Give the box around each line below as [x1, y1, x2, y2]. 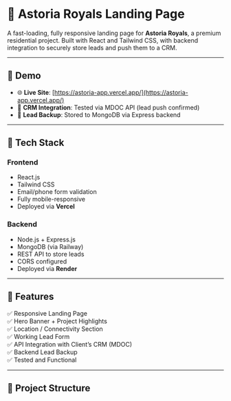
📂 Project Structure [7, 382, 91, 394]
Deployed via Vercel [16, 202, 76, 210]
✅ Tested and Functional [7, 356, 77, 364]
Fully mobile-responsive [16, 195, 86, 204]
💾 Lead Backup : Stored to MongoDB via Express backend [16, 110, 181, 119]
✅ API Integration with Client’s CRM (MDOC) [7, 340, 133, 348]
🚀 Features [7, 291, 54, 303]
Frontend [7, 158, 38, 167]
